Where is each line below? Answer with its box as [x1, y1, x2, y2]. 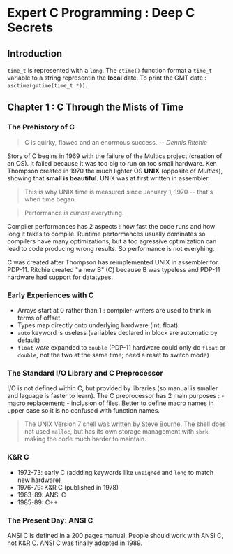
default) [17, 336, 40, 344]
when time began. [24, 194, 77, 204]
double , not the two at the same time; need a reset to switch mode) [17, 350, 209, 359]
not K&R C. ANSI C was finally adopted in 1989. [7, 539, 143, 547]
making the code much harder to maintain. [24, 435, 146, 443]
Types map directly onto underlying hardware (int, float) [17, 320, 179, 329]
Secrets [7, 20, 54, 36]
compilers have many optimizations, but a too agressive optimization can [7, 236, 217, 246]
